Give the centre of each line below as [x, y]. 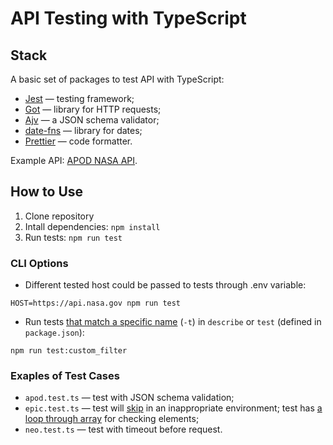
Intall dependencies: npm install [92, 226]
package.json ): [54, 333]
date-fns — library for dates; [83, 130]
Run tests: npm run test [73, 237]
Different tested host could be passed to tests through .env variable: [165, 285]
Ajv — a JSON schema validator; [92, 120]
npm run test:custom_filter [69, 351]
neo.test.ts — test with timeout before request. [123, 429]
